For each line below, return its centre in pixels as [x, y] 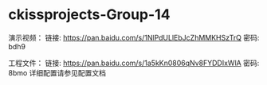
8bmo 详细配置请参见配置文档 [57, 72]
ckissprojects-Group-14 [89, 15]
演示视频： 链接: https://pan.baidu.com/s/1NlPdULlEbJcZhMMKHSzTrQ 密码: [134, 37]
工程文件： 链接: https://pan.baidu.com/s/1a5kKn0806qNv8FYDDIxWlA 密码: [134, 63]
